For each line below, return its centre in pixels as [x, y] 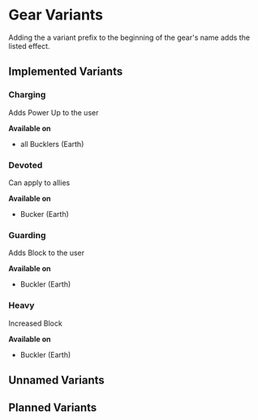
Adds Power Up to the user [54, 112]
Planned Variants [53, 408]
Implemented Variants [66, 72]
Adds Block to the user [47, 253]
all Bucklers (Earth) [52, 144]
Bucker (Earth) [44, 214]
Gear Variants [56, 15]
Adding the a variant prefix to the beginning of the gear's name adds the [129, 37]
